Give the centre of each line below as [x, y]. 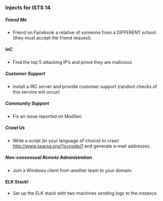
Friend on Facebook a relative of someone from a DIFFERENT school [84, 32]
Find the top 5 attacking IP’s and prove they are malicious [72, 62]
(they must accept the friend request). [52, 37]
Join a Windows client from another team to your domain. [72, 170]
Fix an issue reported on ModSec [47, 116]
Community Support [27, 103]
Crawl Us [15, 128]
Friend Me [16, 20]
